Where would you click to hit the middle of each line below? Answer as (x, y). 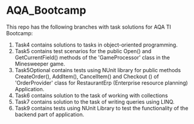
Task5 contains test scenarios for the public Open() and (83, 51)
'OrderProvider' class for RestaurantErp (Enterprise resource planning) (101, 83)
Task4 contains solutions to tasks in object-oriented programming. (96, 45)
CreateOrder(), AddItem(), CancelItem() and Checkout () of (87, 76)
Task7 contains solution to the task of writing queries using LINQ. (95, 101)
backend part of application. (49, 114)
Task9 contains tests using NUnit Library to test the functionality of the (101, 108)
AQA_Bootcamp (46, 10)
